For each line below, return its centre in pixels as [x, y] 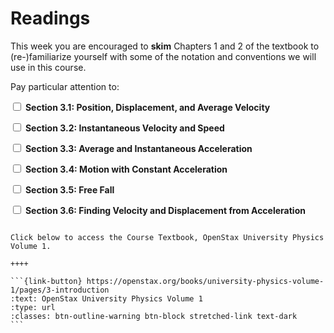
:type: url [33, 307]
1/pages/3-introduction [60, 290]
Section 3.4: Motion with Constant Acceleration [126, 169]
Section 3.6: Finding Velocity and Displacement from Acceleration [165, 210]
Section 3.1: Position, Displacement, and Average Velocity [147, 107]
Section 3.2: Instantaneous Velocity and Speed [124, 128]
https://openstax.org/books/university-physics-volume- [205, 281]
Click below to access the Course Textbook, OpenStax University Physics [167, 237]
